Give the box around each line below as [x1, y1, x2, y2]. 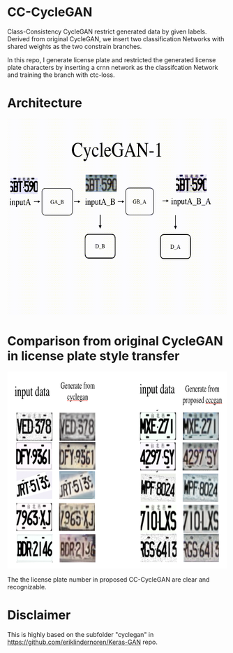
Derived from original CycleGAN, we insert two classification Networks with [7, 34, 225, 43]
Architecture [7, 95, 82, 111]
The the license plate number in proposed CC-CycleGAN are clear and [7, 575, 210, 584]
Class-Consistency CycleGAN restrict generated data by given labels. [7, 27, 207, 36]
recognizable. [7, 582, 47, 591]
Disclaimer [7, 608, 71, 623]
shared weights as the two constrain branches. [7, 42, 142, 50]
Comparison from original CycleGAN [7, 333, 223, 350]
